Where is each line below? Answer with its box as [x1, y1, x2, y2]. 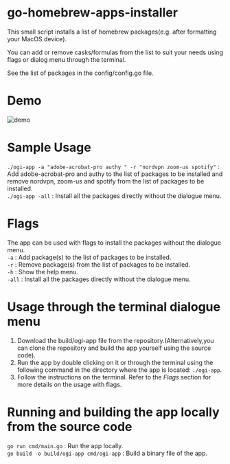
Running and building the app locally [7, 404, 220, 420]
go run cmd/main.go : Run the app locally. [7, 441, 124, 450]
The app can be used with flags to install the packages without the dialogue [7, 239, 222, 247]
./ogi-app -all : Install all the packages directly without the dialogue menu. [7, 191, 222, 200]
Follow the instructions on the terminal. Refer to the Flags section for [16, 373, 211, 381]
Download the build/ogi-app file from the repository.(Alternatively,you [16, 336, 214, 344]
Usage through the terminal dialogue [7, 299, 221, 314]
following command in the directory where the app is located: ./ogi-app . [16, 366, 222, 374]
